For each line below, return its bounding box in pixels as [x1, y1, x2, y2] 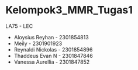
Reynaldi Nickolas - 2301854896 [13, 46, 93, 53]
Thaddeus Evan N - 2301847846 [13, 52, 93, 59]
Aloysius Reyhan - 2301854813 [13, 34, 89, 40]
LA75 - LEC [5, 23, 33, 30]
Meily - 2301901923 [13, 40, 63, 47]
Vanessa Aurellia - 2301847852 [13, 58, 90, 65]
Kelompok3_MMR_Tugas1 [5, 3, 133, 17]
